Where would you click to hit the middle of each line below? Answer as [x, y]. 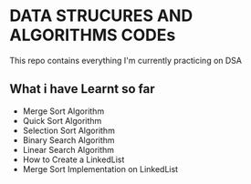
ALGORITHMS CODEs [93, 35]
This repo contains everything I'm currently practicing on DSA [125, 60]
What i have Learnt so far [82, 89]
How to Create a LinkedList [73, 159]
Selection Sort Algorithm [69, 130]
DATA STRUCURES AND [101, 16]
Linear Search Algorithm [68, 149]
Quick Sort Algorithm [62, 120]
